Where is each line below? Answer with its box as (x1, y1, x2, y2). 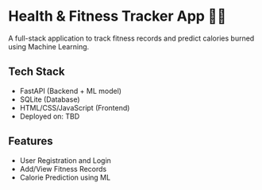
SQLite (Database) (19, 95, 80, 104)
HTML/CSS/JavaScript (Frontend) (19, 103, 130, 112)
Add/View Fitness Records (19, 164, 107, 173)
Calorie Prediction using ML (19, 173, 111, 182)
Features (8, 134, 53, 148)
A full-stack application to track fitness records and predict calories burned (8, 33, 255, 43)
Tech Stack (8, 65, 65, 79)
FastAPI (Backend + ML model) (19, 86, 121, 95)
